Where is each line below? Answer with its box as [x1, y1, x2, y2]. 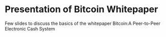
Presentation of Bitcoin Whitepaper [5, 4, 158, 15]
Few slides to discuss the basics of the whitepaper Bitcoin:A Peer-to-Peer [5, 20, 161, 26]
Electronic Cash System [5, 25, 55, 31]
